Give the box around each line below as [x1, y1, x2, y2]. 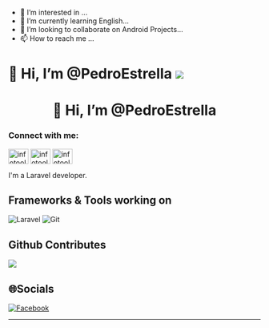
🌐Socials [8, 281, 54, 296]
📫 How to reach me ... [19, 34, 94, 43]
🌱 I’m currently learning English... [19, 16, 130, 26]
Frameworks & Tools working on [8, 193, 172, 208]
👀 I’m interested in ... [19, 8, 88, 17]
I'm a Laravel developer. [8, 170, 87, 180]
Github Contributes [8, 237, 106, 252]
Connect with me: [8, 130, 79, 141]
